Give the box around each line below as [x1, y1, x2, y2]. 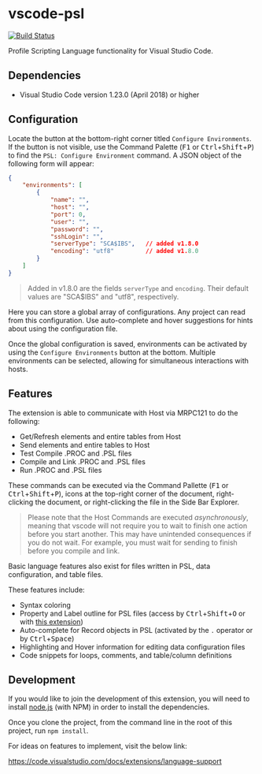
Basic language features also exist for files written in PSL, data [8, 561, 211, 571]
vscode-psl [8, 5, 85, 23]
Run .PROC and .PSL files [19, 465, 102, 474]
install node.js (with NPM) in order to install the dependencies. [8, 702, 210, 712]
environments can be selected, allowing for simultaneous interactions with [8, 355, 249, 365]
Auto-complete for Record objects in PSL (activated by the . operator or [19, 625, 253, 634]
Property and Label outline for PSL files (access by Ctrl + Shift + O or [19, 608, 245, 618]
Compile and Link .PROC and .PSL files [19, 456, 146, 466]
